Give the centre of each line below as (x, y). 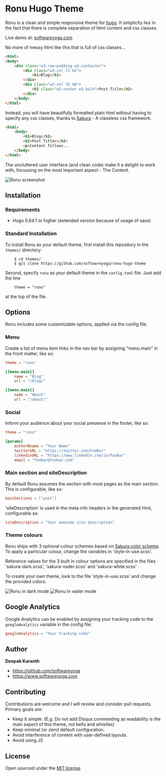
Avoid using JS (28, 740)
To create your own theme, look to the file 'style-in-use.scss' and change (81, 576)
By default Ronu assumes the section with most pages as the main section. (82, 483)
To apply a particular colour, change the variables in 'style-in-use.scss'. (79, 551)
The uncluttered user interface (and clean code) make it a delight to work (80, 165)
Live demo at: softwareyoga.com (39, 38)
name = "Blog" (29, 376)
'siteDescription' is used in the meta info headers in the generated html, (79, 508)
